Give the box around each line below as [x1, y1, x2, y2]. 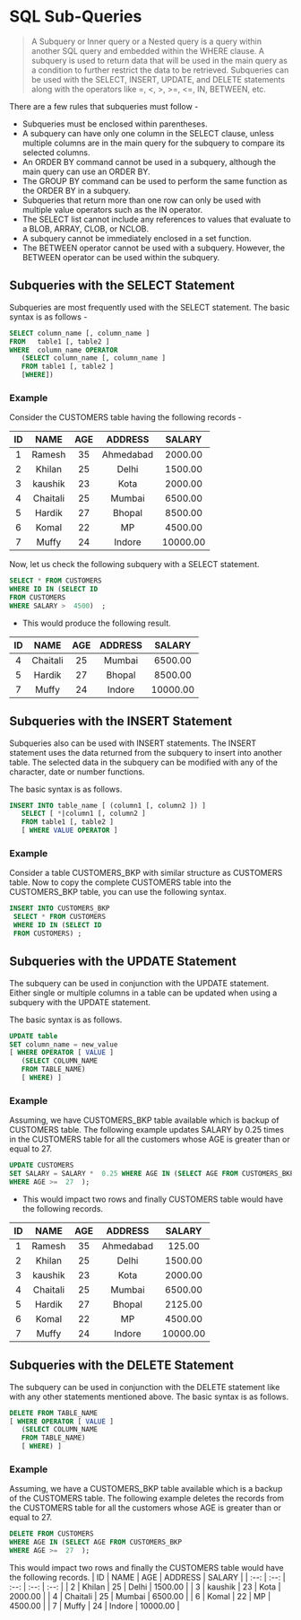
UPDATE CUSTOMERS [9, 1160, 74, 1170]
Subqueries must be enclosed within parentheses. [21, 118, 208, 129]
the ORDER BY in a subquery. [21, 185, 131, 196]
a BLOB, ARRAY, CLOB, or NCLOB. [21, 223, 150, 234]
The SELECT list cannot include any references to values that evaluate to [21, 214, 291, 224]
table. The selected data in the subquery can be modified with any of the [9, 757, 278, 767]
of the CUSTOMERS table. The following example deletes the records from [9, 1493, 285, 1504]
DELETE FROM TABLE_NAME [9, 1408, 99, 1417]
